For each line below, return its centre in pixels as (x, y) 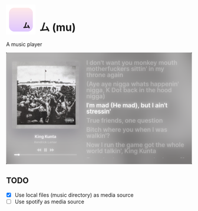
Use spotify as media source (49, 202)
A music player (24, 44)
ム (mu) (57, 27)
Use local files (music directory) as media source (74, 195)
